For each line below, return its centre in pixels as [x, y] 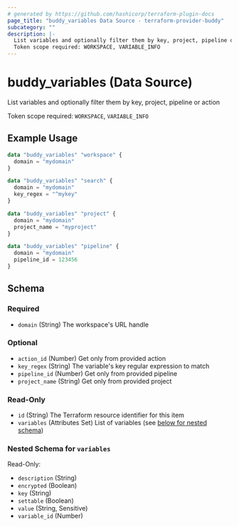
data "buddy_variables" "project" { [62, 214]
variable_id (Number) [50, 516]
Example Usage [43, 139]
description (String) [47, 478]
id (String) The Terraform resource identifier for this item [101, 415]
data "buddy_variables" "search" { [60, 181]
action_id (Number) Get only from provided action [92, 358]
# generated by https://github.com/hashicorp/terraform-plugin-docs [111, 14]
